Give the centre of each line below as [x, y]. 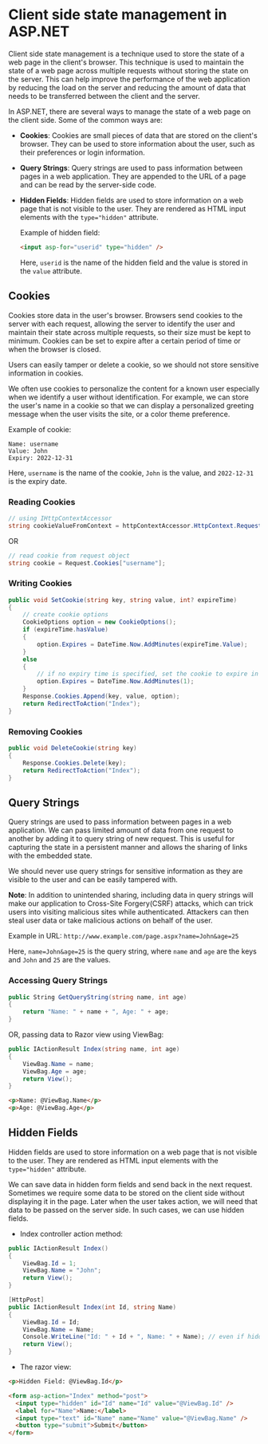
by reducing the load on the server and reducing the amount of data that [127, 87]
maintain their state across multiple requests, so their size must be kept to [130, 332]
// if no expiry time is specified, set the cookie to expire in [148, 674]
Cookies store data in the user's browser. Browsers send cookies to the [126, 315]
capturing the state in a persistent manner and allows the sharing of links [128, 848]
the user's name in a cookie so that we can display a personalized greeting [131, 405]
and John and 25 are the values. [60, 960]
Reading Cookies [42, 502]
